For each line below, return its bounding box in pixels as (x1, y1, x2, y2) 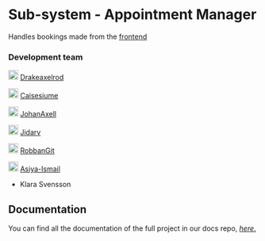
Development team (8, 52, 83, 63)
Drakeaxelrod (19, 73, 64, 82)
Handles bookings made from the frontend (8, 32, 148, 41)
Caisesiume (19, 91, 59, 101)
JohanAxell (19, 109, 57, 119)
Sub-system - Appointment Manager (8, 6, 257, 24)
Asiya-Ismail (19, 164, 61, 174)
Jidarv (19, 128, 41, 137)
